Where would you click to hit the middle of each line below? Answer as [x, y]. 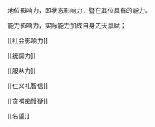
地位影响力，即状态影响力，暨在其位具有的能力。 [79, 10]
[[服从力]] [21, 71]
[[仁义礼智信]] [28, 86]
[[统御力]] [21, 56]
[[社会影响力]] [28, 40]
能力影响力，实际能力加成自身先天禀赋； [67, 26]
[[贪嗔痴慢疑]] [28, 101]
